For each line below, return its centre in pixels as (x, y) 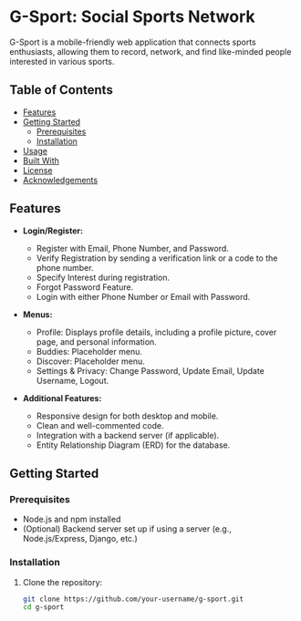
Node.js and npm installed (72, 519)
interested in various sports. (62, 61)
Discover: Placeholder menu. (90, 361)
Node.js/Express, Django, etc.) (80, 539)
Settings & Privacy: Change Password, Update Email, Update (150, 370)
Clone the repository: (62, 582)
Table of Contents (62, 90)
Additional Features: (62, 398)
